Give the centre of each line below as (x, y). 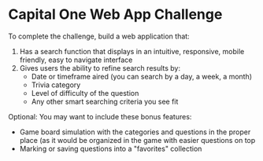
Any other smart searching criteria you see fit (105, 101)
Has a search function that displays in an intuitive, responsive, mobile (132, 51)
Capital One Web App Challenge (115, 15)
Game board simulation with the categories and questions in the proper (135, 132)
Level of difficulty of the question (85, 93)
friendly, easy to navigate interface (76, 60)
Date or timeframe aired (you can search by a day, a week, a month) (142, 76)
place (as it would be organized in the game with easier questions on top (137, 140)
